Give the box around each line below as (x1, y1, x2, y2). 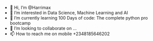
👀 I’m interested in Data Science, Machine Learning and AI (9, 10, 128, 16)
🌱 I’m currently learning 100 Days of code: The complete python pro (9, 15, 148, 20)
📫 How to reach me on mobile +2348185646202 (9, 31, 110, 37)
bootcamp (9, 20, 31, 26)
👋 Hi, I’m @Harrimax (9, 5, 51, 10)
